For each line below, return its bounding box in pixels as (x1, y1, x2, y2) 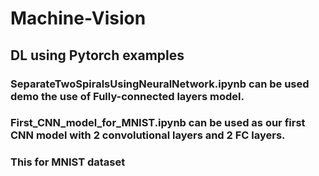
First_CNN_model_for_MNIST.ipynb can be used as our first (10, 116, 306, 130)
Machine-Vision (10, 7, 147, 30)
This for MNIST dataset (10, 155, 126, 169)
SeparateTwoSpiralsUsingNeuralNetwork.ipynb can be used (10, 77, 310, 91)
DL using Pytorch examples (10, 47, 185, 64)
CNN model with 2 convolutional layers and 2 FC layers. (10, 128, 286, 142)
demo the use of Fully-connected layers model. (10, 89, 245, 103)
